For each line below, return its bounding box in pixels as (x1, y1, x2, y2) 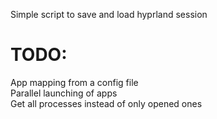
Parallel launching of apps (10, 87, 118, 99)
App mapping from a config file (10, 76, 139, 88)
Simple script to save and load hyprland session (10, 9, 208, 20)
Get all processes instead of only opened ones (10, 97, 203, 109)
